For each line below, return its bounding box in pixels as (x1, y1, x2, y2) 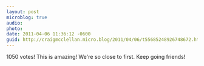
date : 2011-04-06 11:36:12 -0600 (6, 31, 91, 37)
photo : (6, 25, 23, 32)
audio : (6, 20, 23, 26)
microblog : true (6, 14, 47, 20)
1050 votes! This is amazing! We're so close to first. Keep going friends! (6, 53, 186, 60)
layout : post (6, 8, 39, 15)
